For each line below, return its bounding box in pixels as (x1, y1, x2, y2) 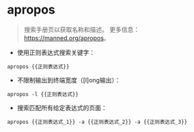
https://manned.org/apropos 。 (23, 33, 111, 42)
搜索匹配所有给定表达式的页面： (16, 103, 107, 112)
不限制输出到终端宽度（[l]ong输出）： (16, 76, 121, 84)
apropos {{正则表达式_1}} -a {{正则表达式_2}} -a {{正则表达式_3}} (7, 118, 188, 125)
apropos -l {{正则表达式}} (7, 90, 79, 97)
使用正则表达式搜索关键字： (16, 48, 96, 56)
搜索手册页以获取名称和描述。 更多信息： (23, 25, 140, 33)
